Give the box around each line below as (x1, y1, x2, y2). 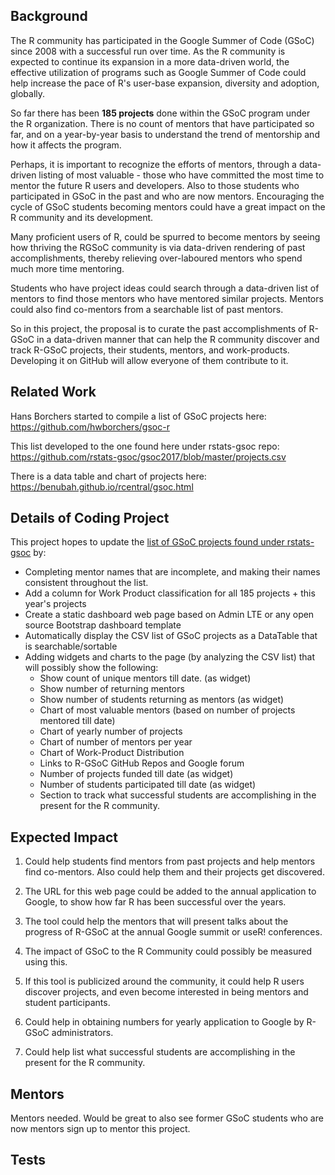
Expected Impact (10, 829, 118, 846)
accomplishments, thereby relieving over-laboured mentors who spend (10, 252, 303, 264)
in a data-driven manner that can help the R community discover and (36, 333, 320, 345)
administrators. (51, 1027, 114, 1039)
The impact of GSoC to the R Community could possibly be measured (24, 945, 312, 958)
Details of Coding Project (10, 510, 170, 527)
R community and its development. (10, 211, 154, 223)
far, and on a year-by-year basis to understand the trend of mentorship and (10, 128, 320, 140)
